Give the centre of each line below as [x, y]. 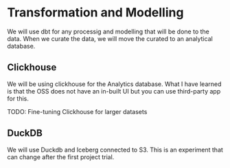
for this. [18, 98]
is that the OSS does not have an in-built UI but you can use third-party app [114, 91]
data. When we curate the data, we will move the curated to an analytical [110, 38]
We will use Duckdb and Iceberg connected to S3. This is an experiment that [115, 150]
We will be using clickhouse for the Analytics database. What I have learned [114, 84]
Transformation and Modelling [95, 13]
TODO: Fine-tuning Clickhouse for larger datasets [77, 111]
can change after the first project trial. [61, 157]
